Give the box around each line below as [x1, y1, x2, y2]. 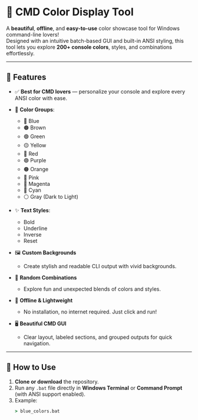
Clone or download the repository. [14, 378, 99, 385]
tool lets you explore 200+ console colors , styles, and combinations [6, 44, 173, 51]
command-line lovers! [6, 31, 60, 38]
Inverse [23, 231, 42, 238]
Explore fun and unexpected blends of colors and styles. [23, 285, 161, 292]
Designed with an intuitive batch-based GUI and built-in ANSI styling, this [6, 37, 184, 44]
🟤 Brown [23, 124, 46, 131]
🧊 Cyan [23, 186, 41, 194]
